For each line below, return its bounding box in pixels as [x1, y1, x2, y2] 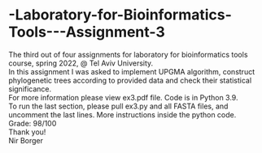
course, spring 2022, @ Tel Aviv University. [8, 58, 154, 68]
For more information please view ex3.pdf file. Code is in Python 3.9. [8, 92, 238, 102]
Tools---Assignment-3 [8, 23, 165, 41]
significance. [8, 83, 52, 94]
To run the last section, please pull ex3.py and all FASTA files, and [8, 101, 229, 111]
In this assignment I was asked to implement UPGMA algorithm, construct [8, 66, 255, 76]
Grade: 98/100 [8, 118, 57, 128]
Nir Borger [8, 135, 43, 145]
